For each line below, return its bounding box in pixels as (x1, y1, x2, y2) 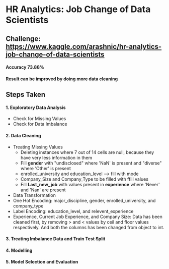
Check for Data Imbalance (13, 121, 67, 127)
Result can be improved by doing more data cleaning (6, 76, 118, 82)
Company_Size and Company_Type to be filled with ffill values (20, 176, 149, 182)
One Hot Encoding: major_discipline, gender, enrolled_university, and (13, 197, 156, 203)
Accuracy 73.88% (6, 64, 45, 70)
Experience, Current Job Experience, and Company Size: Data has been (13, 213, 163, 220)
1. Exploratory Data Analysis (6, 104, 66, 111)
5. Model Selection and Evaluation (6, 259, 78, 265)
